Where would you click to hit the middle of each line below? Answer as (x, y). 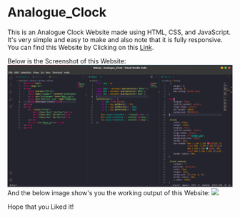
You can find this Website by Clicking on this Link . (81, 47)
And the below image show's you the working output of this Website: (109, 192)
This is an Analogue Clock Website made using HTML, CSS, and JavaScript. (119, 32)
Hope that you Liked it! (41, 207)
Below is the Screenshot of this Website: (67, 61)
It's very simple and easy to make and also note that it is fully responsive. (115, 39)
